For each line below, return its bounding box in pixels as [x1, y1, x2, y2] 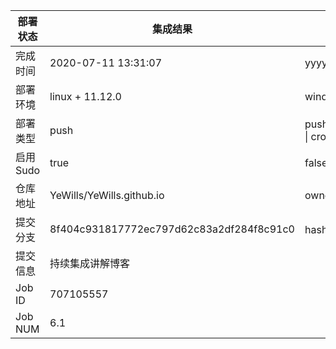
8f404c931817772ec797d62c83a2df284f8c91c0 [49, 222, 295, 236]
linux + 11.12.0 [49, 90, 122, 103]
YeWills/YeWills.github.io [49, 189, 165, 202]
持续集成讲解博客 [49, 257, 131, 270]
